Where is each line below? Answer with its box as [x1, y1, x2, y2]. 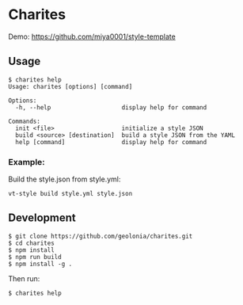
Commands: [8, 117, 41, 125]
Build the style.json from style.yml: [8, 174, 121, 184]
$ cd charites [8, 239, 55, 247]
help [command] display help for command [15, 138, 207, 146]
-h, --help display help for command [15, 103, 207, 112]
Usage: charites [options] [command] [8, 82, 133, 90]
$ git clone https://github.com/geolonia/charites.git [8, 232, 193, 240]
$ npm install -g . [8, 260, 73, 268]
